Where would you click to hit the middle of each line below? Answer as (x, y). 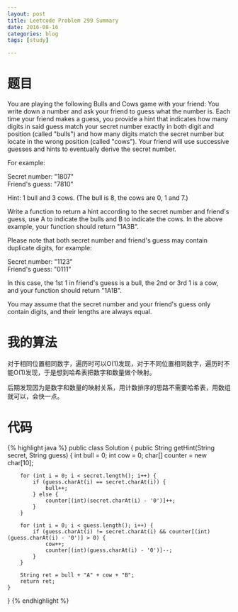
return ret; (38, 581)
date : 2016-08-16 (33, 27)
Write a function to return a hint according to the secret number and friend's (118, 212)
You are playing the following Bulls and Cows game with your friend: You (113, 104)
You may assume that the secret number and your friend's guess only (109, 304)
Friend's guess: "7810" (40, 184)
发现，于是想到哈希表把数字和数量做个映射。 (90, 372)
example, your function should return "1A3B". (73, 227)
